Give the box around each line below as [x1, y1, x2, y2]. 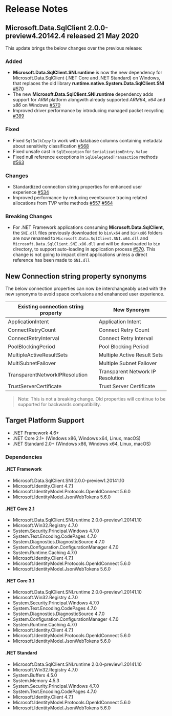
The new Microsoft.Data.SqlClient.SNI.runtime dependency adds [12, 91, 154, 97]
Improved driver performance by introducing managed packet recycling [12, 108, 164, 114]
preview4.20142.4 [5, 31, 66, 40]
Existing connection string [17, 303, 84, 310]
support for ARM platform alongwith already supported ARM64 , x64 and [12, 97, 165, 103]
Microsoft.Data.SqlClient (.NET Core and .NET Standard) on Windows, [12, 75, 160, 81]
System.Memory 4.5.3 [12, 677, 60, 684]
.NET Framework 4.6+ [12, 430, 59, 436]
